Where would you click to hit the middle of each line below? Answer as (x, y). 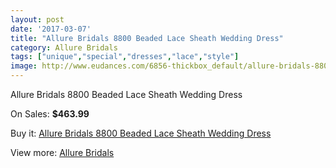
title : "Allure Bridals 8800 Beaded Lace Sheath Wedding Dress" (147, 38)
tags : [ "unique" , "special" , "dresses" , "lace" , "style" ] (125, 57)
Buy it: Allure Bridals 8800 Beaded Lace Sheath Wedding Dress (141, 133)
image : (24, 66)
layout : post (37, 19)
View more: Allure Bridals (62, 152)
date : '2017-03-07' (51, 29)
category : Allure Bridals (64, 47)
